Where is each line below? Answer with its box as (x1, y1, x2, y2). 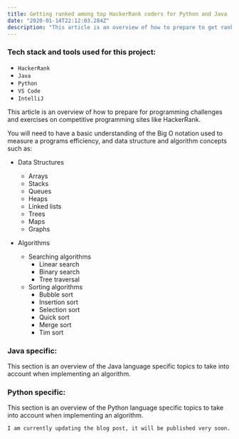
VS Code (17, 87, 41, 95)
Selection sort (38, 305, 80, 314)
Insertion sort (38, 297, 78, 306)
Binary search (38, 267, 80, 276)
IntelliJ (17, 95, 44, 102)
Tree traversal (38, 275, 80, 284)
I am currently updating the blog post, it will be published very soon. (7, 425, 231, 432)
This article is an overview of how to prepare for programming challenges (7, 108, 223, 116)
